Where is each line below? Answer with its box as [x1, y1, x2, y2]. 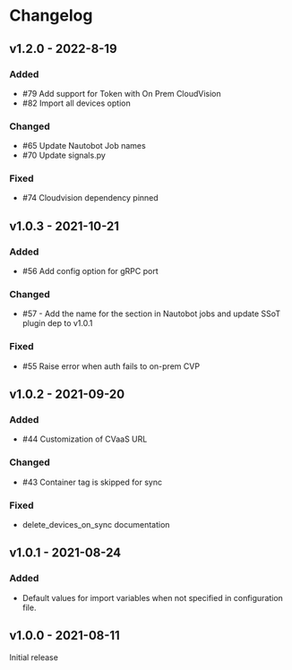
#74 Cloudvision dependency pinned [21, 193, 159, 203]
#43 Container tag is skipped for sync [21, 477, 163, 487]
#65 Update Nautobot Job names [21, 141, 146, 151]
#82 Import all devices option [21, 98, 132, 108]
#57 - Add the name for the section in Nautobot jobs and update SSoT [21, 308, 280, 319]
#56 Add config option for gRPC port [21, 266, 159, 277]
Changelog [9, 5, 93, 26]
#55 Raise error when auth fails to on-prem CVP [21, 360, 200, 372]
